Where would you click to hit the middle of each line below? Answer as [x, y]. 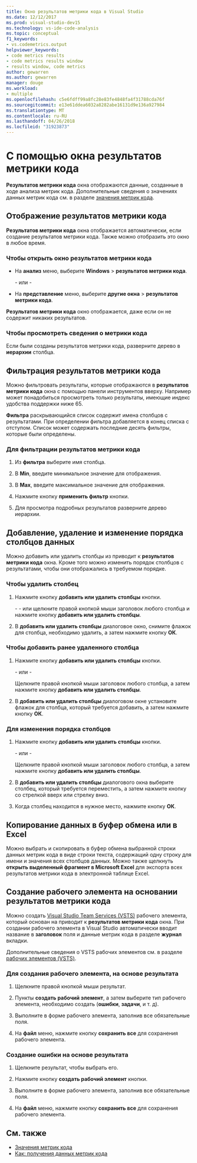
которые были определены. [41, 434]
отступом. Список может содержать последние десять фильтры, [88, 428]
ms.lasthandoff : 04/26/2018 [41, 122]
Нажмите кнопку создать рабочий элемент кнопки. [81, 1079]
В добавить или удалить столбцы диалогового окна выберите [94, 782]
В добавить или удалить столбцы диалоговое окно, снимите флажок [103, 626]
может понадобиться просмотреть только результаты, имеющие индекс [98, 398]
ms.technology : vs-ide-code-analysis [52, 28]
